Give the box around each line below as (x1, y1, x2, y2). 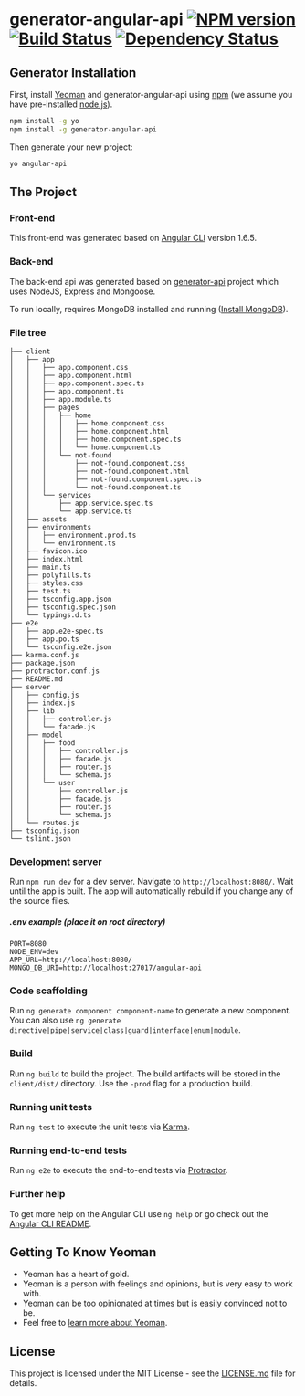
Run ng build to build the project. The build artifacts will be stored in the (9, 1068, 281, 1079)
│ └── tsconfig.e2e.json (9, 642, 112, 652)
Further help (9, 1188, 66, 1201)
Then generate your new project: (9, 142, 133, 152)
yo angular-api (9, 159, 68, 168)
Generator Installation (9, 65, 137, 80)
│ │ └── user (9, 778, 76, 787)
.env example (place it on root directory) (9, 916, 166, 927)
